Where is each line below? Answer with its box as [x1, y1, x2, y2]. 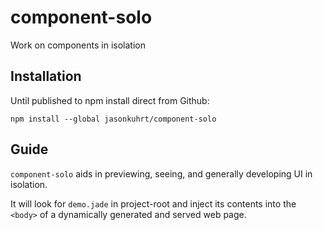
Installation [10, 68, 82, 85]
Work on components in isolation [10, 39, 146, 51]
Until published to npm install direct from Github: [10, 94, 210, 106]
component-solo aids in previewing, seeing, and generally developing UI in [10, 167, 313, 180]
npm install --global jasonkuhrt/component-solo [10, 114, 217, 124]
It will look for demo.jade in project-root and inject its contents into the [10, 197, 297, 210]
